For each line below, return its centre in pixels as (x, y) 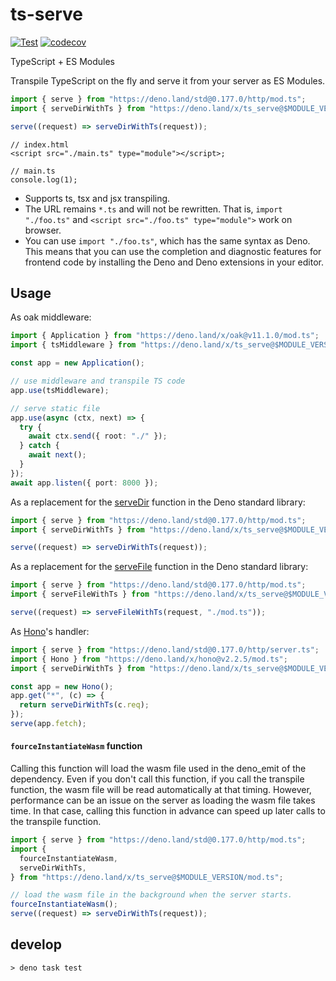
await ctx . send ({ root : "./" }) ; (98, 436)
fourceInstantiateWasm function (76, 746)
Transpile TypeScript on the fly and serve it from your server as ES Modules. (168, 80)
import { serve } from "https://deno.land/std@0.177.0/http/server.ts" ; (165, 649)
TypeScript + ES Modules (63, 61)
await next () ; (57, 455)
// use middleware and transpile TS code (98, 381)
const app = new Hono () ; (62, 686)
